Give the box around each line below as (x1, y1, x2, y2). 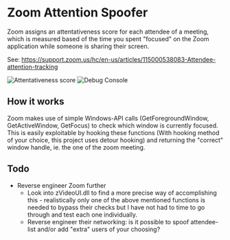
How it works (7, 96, 65, 108)
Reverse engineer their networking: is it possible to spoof (27, 217, 189, 226)
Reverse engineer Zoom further (16, 181, 106, 189)
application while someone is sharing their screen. (7, 42, 150, 50)
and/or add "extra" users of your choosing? (37, 225, 161, 233)
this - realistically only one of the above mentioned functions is (27, 195, 206, 204)
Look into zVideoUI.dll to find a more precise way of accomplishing (27, 189, 218, 197)
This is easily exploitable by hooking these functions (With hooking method (7, 128, 220, 136)
